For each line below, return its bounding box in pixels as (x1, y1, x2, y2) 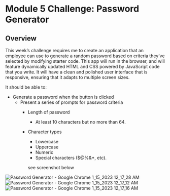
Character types (27, 129, 62, 135)
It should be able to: (5, 84, 47, 90)
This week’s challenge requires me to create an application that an (5, 48, 144, 53)
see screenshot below (27, 165, 75, 170)
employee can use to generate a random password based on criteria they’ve (5, 53, 165, 59)
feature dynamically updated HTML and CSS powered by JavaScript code (5, 64, 160, 69)
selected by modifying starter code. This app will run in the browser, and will (5, 58, 165, 64)
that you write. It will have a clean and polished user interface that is (5, 69, 148, 75)
